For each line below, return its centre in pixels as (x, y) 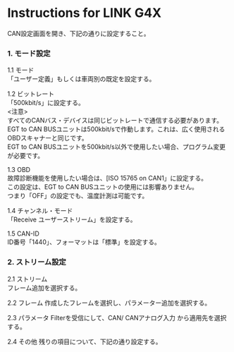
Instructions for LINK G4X (85, 13)
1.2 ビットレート (31, 94)
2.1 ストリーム (27, 279)
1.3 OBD (19, 170)
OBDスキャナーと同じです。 (48, 138)
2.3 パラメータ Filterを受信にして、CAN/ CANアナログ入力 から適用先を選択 (117, 317)
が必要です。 (26, 156)
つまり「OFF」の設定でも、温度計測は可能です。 (78, 196)
